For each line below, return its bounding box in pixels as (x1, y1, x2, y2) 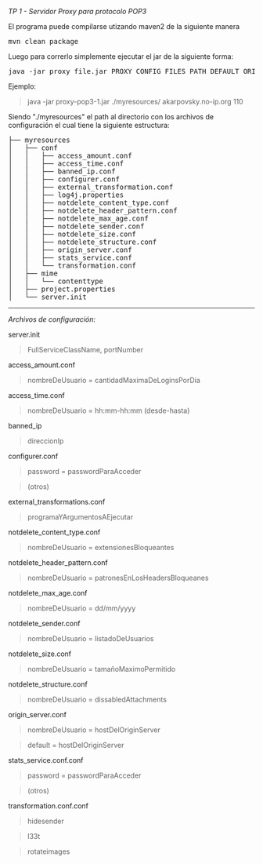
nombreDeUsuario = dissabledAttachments (27, 694, 167, 704)
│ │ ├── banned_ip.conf (8, 167, 116, 176)
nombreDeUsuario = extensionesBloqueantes (27, 543, 175, 552)
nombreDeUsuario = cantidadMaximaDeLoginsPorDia (27, 376, 201, 385)
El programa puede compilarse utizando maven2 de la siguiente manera (8, 22, 240, 31)
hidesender (27, 816, 65, 826)
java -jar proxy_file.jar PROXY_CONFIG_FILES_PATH (8, 67, 207, 75)
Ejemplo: (8, 82, 37, 91)
